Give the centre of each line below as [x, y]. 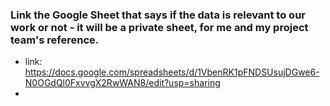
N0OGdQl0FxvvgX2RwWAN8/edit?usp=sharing [122, 83]
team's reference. [55, 40]
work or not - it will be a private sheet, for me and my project [159, 27]
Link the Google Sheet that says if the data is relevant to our [158, 15]
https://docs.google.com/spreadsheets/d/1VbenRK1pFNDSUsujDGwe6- [172, 72]
